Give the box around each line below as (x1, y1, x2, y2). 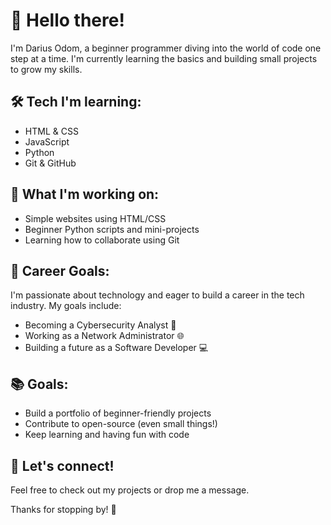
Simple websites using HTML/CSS (24, 212, 167, 224)
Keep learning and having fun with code (24, 429, 190, 441)
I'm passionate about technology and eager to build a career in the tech (10, 289, 305, 301)
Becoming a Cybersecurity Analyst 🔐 (24, 319, 177, 331)
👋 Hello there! (10, 9, 125, 32)
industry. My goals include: (10, 300, 122, 312)
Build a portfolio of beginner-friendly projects (24, 407, 212, 419)
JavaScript (24, 135, 70, 148)
